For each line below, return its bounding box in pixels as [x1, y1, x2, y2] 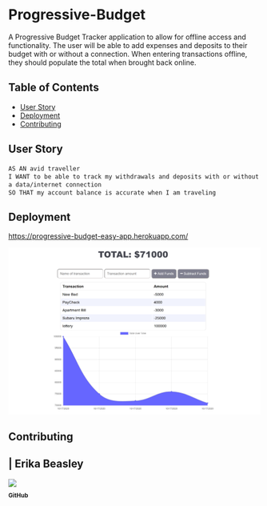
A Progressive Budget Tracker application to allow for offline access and [8, 32, 246, 42]
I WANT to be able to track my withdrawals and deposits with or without [8, 172, 260, 181]
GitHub [8, 491, 29, 500]
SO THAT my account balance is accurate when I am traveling [8, 188, 217, 197]
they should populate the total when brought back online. [8, 58, 197, 67]
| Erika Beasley [8, 457, 84, 471]
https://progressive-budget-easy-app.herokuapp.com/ [8, 231, 189, 241]
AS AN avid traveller [8, 164, 81, 173]
